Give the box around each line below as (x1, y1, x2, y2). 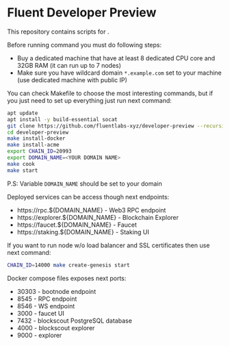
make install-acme (7, 142, 60, 149)
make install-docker (7, 135, 66, 142)
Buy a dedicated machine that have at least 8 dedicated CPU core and (16, 53, 216, 62)
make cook (7, 160, 36, 167)
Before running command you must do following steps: (7, 40, 162, 49)
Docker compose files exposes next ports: (7, 274, 127, 282)
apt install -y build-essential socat (7, 116, 118, 123)
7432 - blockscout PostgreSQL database (16, 317, 132, 325)
